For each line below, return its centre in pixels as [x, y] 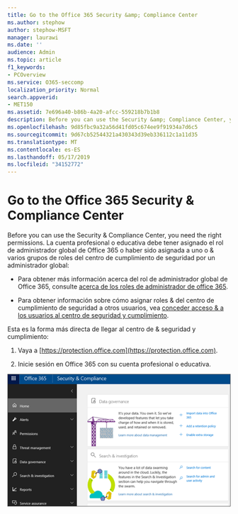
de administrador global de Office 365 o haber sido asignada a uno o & [111, 250]
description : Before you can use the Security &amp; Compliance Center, [117, 120]
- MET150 [20, 105]
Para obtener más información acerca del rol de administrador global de [123, 279]
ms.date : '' [25, 45]
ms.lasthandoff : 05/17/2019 [49, 157]
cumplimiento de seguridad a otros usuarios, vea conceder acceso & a [121, 308]
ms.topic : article [34, 60]
